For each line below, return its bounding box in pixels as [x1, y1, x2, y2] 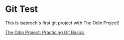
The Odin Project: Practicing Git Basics [5, 29, 85, 35]
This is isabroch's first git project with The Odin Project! [5, 20, 120, 26]
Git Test [5, 3, 38, 15]
